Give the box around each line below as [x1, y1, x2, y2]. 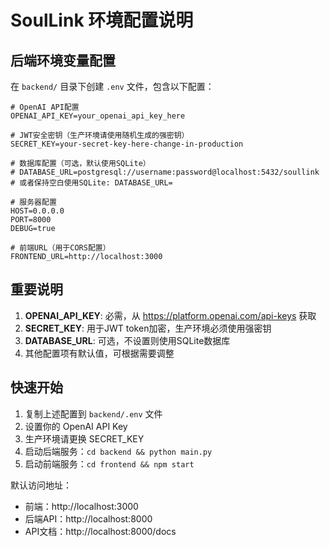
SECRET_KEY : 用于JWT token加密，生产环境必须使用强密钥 [24, 322, 272, 334]
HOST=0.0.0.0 [10, 206, 65, 216]
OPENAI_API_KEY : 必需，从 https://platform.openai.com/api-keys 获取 [24, 309, 317, 321]
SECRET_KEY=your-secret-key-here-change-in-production [10, 139, 244, 149]
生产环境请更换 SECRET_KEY [24, 432, 145, 445]
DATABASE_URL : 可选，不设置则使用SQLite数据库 [24, 334, 231, 346]
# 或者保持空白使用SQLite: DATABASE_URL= [10, 178, 173, 188]
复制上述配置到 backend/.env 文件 [24, 407, 163, 420]
